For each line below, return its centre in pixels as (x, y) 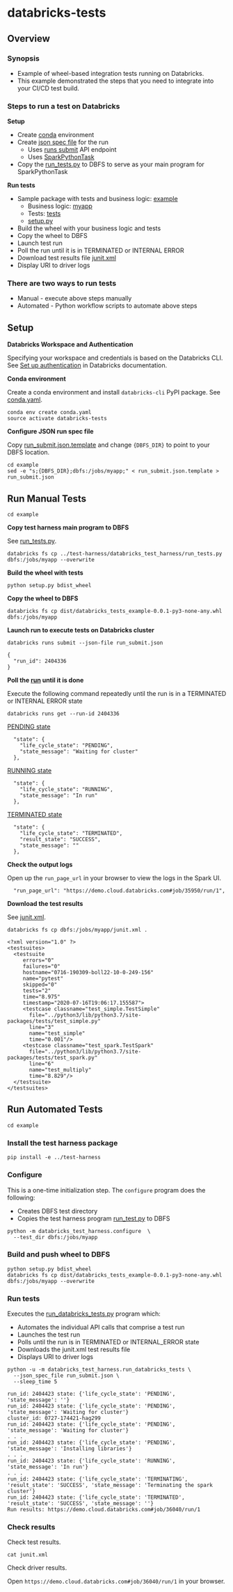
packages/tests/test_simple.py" (54, 1021)
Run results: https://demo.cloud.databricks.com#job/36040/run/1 (104, 1510)
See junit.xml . (27, 917)
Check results (31, 1527)
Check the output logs (40, 865)
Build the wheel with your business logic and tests (89, 228)
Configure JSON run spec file (50, 431)
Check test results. (34, 1542)
